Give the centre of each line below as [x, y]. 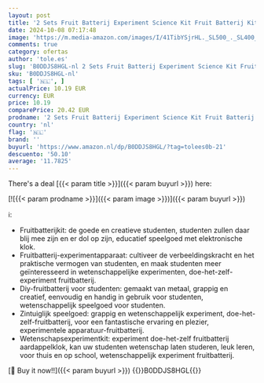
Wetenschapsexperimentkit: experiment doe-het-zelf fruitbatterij [124, 339]
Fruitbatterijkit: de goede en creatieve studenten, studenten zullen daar [134, 230]
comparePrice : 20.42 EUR [49, 111]
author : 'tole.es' [38, 60]
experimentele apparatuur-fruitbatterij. [82, 330]
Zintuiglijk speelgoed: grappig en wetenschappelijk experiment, [122, 314]
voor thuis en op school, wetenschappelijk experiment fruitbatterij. [127, 356]
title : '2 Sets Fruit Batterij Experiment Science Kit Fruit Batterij [126, 23]
